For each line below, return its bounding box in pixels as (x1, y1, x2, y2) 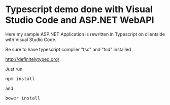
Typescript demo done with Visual (5, 4, 153, 15)
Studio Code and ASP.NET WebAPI (5, 14, 154, 26)
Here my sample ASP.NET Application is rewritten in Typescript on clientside (5, 31, 165, 37)
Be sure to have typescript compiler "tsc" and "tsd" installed (5, 46, 131, 52)
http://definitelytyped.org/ (5, 56, 60, 62)
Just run (5, 66, 23, 72)
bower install (5, 95, 41, 101)
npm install (5, 76, 35, 82)
